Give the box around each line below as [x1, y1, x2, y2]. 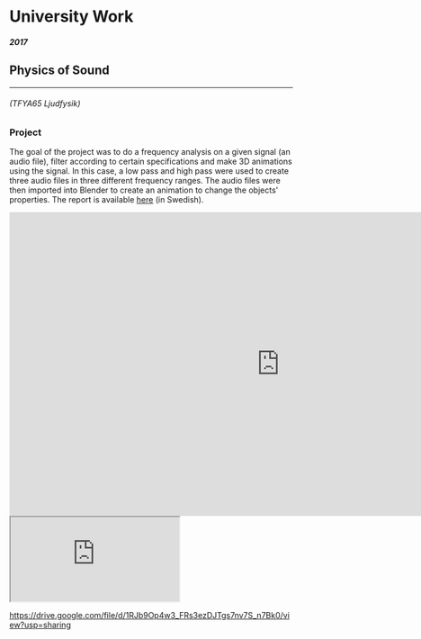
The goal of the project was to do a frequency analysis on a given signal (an [9, 147, 291, 157]
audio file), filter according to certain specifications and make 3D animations [9, 156, 292, 167]
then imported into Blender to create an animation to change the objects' [9, 184, 279, 195]
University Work [9, 6, 134, 27]
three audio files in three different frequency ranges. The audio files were [9, 175, 281, 186]
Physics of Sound [9, 63, 110, 78]
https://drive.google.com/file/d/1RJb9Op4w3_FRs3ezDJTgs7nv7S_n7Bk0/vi [9, 610, 291, 621]
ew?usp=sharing [9, 619, 72, 631]
